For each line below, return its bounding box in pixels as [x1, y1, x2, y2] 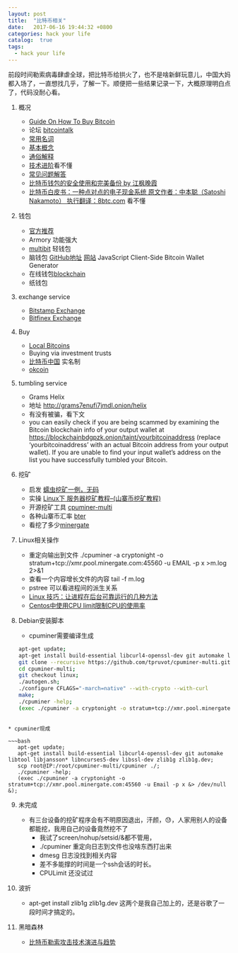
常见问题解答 [28, 169, 66, 178]
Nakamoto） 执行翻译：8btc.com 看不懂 [28, 196, 146, 205]
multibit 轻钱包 [28, 244, 71, 252]
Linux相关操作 [18, 536, 59, 544]
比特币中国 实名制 [28, 357, 81, 366]
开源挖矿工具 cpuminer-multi [28, 502, 112, 511]
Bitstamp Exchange [28, 306, 85, 315]
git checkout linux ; [18, 672, 79, 679]
